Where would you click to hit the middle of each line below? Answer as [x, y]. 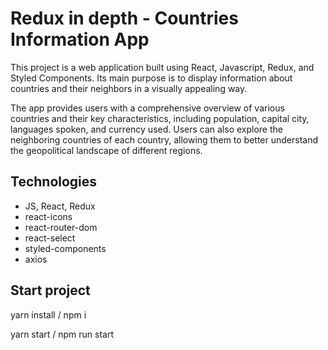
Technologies [54, 182]
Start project [50, 290]
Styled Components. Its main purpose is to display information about [151, 78]
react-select [50, 238]
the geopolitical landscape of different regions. [106, 150]
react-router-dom [61, 227]
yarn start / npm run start [62, 334]
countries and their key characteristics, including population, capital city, [160, 118]
